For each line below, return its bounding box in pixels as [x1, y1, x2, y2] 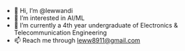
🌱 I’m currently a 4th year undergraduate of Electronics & [13, 21, 178, 29]
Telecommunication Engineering [13, 28, 107, 37]
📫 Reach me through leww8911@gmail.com [13, 37, 141, 44]
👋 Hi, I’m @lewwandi [13, 7, 73, 14]
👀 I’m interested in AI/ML [13, 14, 85, 22]
